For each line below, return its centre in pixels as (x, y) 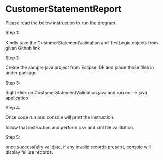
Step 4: (13, 107)
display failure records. (29, 152)
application (17, 98)
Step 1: (12, 32)
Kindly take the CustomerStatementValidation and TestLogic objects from (82, 42)
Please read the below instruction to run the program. (61, 23)
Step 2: (13, 57)
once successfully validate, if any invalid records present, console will (78, 147)
